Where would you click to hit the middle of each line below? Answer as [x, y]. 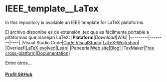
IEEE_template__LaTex [52, 9]
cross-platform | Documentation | [38, 53]
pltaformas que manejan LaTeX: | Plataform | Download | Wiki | [67, 37]
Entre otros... [18, 63]
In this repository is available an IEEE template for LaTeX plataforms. [75, 22]
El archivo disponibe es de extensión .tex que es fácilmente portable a [77, 32]
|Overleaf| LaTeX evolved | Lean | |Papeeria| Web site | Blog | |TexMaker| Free [80, 48]
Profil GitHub [19, 74]
